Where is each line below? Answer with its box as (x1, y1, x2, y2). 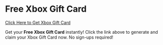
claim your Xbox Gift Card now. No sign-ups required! (5, 34, 113, 40)
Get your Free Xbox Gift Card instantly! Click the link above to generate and (5, 29, 158, 35)
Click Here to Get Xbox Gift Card (5, 20, 71, 25)
